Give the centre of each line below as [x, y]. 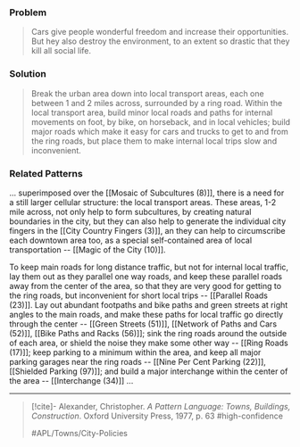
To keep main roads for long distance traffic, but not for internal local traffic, [149, 267]
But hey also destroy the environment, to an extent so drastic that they [160, 41]
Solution [28, 74]
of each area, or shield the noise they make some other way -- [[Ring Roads [149, 343]
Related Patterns [46, 173]
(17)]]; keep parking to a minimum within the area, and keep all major [135, 352]
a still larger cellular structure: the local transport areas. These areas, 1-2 [143, 202]
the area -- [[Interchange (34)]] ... [71, 380]
